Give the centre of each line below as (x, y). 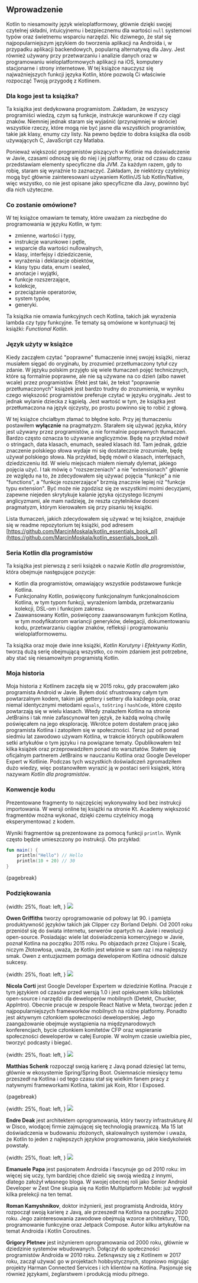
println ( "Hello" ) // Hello (50, 855)
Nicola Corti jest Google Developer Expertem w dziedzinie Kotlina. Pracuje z (99, 986)
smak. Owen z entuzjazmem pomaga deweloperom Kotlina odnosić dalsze (97, 956)
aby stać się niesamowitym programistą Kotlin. (63, 658)
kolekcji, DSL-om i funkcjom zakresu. (60, 609)
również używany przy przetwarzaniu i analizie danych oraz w (82, 55)
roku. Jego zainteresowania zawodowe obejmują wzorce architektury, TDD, (98, 1218)
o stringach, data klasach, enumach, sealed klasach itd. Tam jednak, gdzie (97, 444)
